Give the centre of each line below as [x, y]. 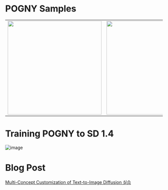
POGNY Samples [41, 9]
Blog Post [25, 168]
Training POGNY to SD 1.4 [59, 134]
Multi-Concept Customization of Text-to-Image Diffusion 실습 [68, 182]
